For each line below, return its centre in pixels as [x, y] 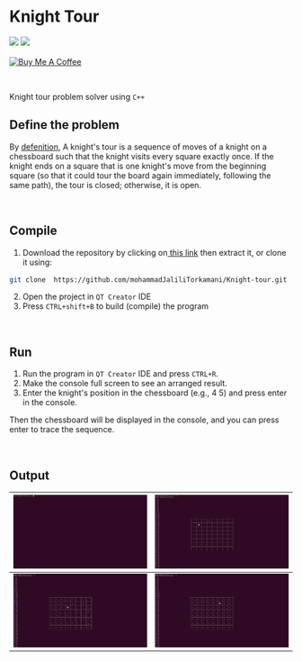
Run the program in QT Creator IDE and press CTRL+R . [120, 374]
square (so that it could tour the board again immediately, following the [140, 175]
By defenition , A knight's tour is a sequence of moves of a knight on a [138, 147]
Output [29, 475]
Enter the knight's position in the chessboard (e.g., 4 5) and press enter [155, 393]
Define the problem [64, 125]
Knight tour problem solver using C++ [77, 96]
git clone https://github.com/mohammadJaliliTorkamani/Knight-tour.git [148, 280]
